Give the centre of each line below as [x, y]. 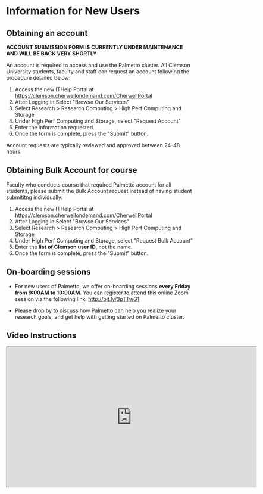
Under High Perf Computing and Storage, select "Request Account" [98, 121]
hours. [14, 151]
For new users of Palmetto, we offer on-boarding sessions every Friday [103, 286]
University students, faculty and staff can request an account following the [98, 72]
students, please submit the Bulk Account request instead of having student [99, 191]
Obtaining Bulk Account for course [72, 170]
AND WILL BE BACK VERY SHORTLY [51, 54]
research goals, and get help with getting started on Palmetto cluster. [99, 316]
